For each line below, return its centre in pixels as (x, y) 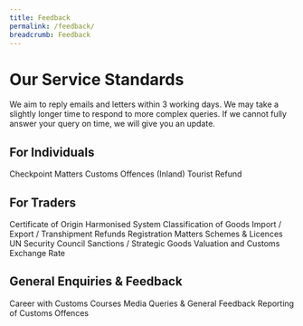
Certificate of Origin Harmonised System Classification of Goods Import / (146, 224)
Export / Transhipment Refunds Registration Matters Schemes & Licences (146, 234)
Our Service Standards (97, 79)
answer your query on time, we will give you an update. (112, 124)
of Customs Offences (49, 312)
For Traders (43, 202)
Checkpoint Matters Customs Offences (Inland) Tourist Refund (126, 174)
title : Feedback (40, 18)
